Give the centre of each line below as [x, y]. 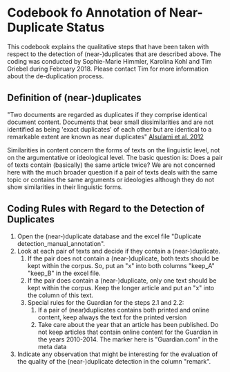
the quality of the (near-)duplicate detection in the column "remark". [114, 361]
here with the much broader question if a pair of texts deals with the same [112, 172]
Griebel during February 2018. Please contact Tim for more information [108, 69]
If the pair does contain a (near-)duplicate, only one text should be [122, 280]
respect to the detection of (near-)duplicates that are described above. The [114, 54]
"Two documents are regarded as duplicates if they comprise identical [107, 114]
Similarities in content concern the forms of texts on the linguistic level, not [114, 150]
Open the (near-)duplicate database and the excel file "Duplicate [109, 236]
